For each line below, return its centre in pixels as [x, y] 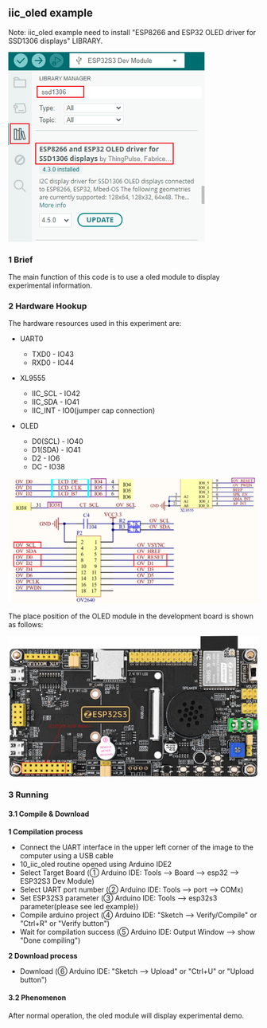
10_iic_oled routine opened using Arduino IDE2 [96, 864]
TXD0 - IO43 [52, 355]
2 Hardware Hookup [48, 306]
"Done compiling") [50, 940]
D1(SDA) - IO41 [56, 450]
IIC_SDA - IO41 [55, 402]
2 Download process [43, 955]
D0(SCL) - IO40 [57, 441]
